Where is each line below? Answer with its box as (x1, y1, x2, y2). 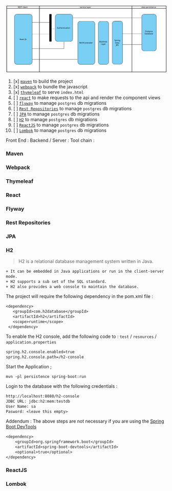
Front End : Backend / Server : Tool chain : (6, 137, 95, 143)
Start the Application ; (6, 363, 52, 369)
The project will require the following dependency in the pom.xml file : (6, 293, 153, 299)
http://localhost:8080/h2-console (6, 393, 80, 399)
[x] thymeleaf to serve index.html (13, 89, 84, 96)
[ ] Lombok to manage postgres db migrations (13, 127, 107, 134)
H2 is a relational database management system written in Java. (18, 258, 154, 264)
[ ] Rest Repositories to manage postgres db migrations (13, 105, 132, 112)
